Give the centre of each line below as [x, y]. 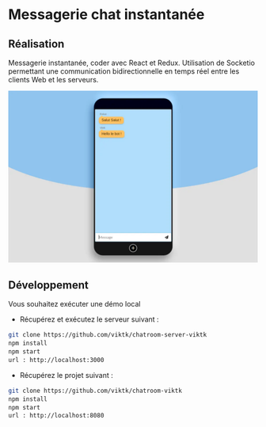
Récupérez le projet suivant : [66, 375]
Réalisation [36, 44]
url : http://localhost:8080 [56, 416]
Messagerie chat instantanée [106, 15]
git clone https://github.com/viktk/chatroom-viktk [95, 391]
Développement [49, 285]
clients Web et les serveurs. [53, 80]
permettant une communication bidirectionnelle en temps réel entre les [124, 71]
